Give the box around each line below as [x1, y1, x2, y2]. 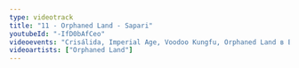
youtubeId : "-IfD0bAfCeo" [9, 29, 105, 38]
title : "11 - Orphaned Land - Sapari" [9, 21, 153, 30]
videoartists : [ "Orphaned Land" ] [9, 46, 133, 55]
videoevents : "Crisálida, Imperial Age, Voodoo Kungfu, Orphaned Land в [9, 37, 285, 47]
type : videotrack [9, 12, 74, 22]
